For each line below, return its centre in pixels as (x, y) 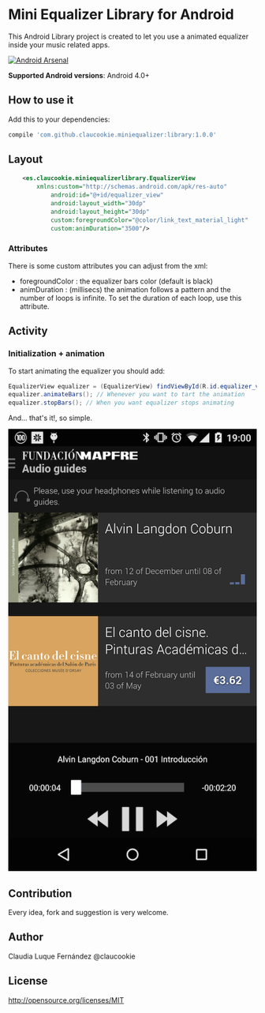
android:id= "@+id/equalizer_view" (107, 195)
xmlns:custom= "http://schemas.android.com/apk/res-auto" (132, 187)
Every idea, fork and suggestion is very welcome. (88, 912)
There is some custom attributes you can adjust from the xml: (108, 265)
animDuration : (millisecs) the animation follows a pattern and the (125, 289)
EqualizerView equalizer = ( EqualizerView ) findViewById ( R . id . (114, 386)
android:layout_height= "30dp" (100, 212)
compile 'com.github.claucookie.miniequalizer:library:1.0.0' (112, 135)
